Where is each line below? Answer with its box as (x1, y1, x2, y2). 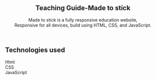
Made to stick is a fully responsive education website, (28, 17, 138, 23)
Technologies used (5, 46, 65, 54)
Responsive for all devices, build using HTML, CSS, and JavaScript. (14, 22, 152, 28)
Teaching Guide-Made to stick (35, 4, 131, 12)
